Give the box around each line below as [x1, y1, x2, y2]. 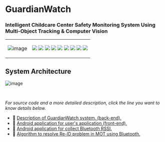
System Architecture [5, 67, 71, 76]
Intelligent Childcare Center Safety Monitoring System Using [5, 22, 156, 29]
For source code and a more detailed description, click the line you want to [5, 100, 160, 106]
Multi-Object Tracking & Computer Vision [5, 28, 108, 35]
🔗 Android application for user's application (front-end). [12, 120, 127, 126]
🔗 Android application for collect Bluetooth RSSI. [12, 125, 112, 131]
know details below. [5, 105, 46, 111]
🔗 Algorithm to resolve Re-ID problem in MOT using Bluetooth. [12, 131, 140, 137]
